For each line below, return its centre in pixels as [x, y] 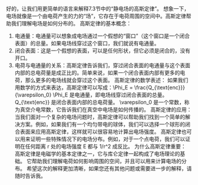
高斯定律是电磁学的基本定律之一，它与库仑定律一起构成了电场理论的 [97, 154]
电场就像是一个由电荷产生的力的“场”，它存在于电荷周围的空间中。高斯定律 [96, 16]
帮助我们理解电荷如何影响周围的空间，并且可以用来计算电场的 [106, 161]
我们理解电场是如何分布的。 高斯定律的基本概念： [71, 23]
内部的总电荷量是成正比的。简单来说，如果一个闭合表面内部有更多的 [97, 73]
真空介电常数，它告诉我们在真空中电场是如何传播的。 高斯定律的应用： [106, 110]
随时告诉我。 [30, 176]
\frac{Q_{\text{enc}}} [160, 87]
